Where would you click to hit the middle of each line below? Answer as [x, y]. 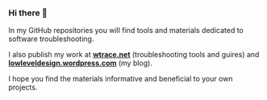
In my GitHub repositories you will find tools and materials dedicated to [126, 31]
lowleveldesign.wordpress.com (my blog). [81, 63]
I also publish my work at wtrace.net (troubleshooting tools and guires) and [134, 55]
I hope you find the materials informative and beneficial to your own [121, 79]
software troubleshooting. [51, 39]
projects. [23, 87]
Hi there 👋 [28, 13]
